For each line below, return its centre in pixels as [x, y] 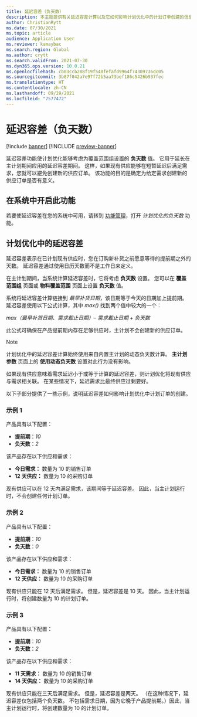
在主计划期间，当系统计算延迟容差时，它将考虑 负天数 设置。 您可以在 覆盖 [96, 278]
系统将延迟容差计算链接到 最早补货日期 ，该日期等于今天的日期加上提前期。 [97, 298]
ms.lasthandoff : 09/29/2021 [40, 93]
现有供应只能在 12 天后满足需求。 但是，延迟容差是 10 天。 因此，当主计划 [95, 591]
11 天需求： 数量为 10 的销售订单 [53, 674]
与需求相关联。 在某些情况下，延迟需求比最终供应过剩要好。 [79, 381]
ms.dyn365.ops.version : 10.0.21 [45, 66]
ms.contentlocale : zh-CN [36, 88]
